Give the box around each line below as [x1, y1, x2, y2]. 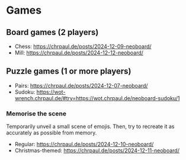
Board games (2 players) [6, 27, 99, 37]
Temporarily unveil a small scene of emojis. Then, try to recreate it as [6, 123, 175, 130]
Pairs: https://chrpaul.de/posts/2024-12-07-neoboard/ [14, 82, 148, 89]
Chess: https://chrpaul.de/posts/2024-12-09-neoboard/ [14, 43, 152, 50]
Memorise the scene [6, 109, 67, 117]
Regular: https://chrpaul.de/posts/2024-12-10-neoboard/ [14, 140, 154, 148]
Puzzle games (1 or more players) [6, 66, 132, 76]
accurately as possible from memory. [6, 129, 97, 136]
